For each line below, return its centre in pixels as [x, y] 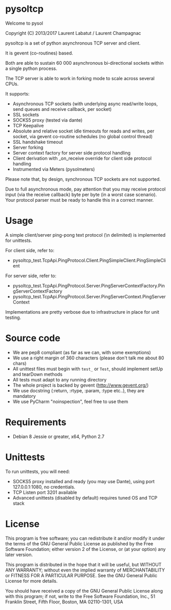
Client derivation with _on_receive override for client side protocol [82, 158]
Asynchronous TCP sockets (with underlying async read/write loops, [85, 104]
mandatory [24, 396]
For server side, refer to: [31, 276]
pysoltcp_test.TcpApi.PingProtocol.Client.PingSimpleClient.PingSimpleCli [89, 260]
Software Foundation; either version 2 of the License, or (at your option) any [85, 549]
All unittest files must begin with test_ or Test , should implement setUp [88, 369]
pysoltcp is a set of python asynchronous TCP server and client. [73, 43]
